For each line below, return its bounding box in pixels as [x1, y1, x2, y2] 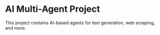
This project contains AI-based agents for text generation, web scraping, [5, 20, 155, 26]
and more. [5, 25, 26, 31]
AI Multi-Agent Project [5, 3, 100, 15]
